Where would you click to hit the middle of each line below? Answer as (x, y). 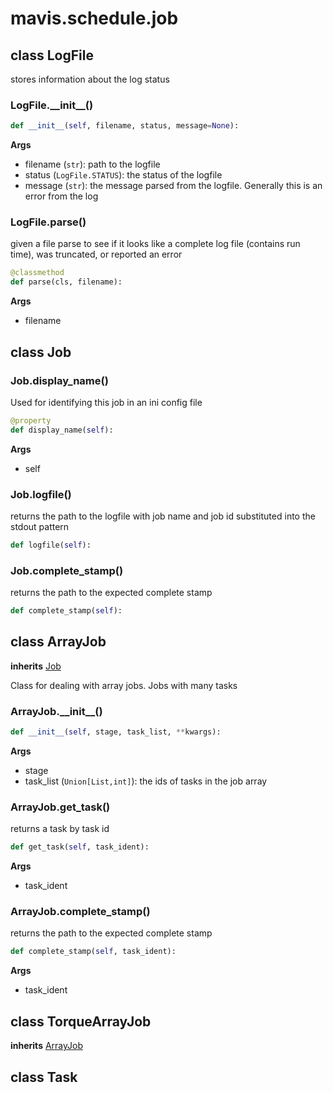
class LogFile (52, 55)
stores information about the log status (90, 79)
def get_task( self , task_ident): (80, 847)
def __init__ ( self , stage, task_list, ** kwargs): (116, 732)
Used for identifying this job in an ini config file (106, 402)
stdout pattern (40, 526)
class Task (44, 1077)
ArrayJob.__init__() (56, 711)
